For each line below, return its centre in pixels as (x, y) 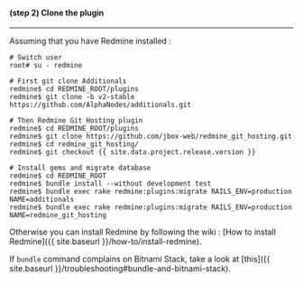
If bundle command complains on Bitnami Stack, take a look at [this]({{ (140, 259)
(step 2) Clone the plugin (57, 13)
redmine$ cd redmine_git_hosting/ (74, 144)
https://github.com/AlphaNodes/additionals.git (101, 105)
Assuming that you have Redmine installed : (90, 41)
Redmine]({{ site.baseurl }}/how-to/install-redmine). (106, 242)
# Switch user (36, 58)
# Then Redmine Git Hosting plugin (76, 121)
